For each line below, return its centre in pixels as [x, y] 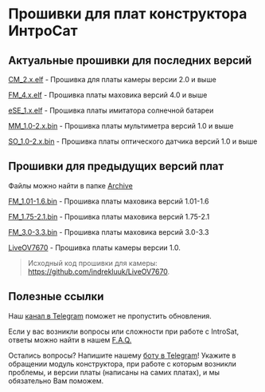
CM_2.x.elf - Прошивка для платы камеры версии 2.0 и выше [112, 79]
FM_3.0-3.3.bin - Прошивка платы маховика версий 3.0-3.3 [109, 232]
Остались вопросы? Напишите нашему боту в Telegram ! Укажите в [122, 355]
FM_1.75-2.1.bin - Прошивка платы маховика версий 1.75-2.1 [109, 216]
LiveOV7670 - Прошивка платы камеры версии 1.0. [94, 247]
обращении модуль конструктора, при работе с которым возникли [123, 363]
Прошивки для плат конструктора [128, 14]
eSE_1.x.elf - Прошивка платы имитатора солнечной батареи [111, 110]
